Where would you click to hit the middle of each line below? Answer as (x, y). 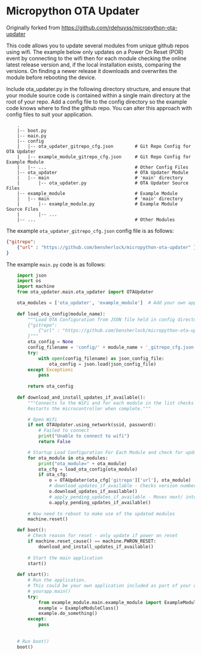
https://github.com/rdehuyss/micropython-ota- (119, 28)
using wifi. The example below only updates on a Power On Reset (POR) (95, 51)
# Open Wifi (43, 419)
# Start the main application (65, 558)
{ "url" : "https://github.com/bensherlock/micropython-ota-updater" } (107, 247)
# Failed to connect (64, 430)
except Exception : (51, 369)
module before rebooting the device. (51, 77)
